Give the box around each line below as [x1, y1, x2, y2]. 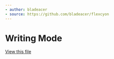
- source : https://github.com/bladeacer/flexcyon [5, 12, 110, 17]
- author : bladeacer [5, 7, 48, 12]
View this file [5, 49, 32, 55]
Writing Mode [5, 33, 63, 44]
